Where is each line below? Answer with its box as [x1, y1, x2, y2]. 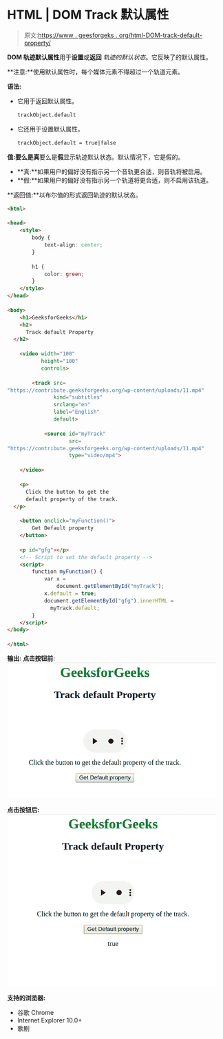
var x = [43, 576, 67, 583]
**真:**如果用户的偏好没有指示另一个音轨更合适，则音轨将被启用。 [17, 167, 206, 176]
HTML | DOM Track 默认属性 [7, 7, 169, 23]
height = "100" [41, 358, 78, 365]
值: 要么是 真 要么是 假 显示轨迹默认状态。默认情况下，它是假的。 [7, 153, 184, 161]
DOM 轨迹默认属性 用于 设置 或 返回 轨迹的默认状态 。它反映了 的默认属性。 [7, 53, 212, 61]
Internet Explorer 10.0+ [17, 1016, 83, 1025]
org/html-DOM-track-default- [118, 31, 203, 39]
